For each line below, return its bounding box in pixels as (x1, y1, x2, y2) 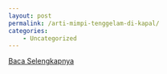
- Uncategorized (22, 34, 78, 43)
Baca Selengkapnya (8, 56, 75, 66)
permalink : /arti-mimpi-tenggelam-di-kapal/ (8, 19, 160, 27)
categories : (8, 27, 48, 35)
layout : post (8, 11, 52, 20)
